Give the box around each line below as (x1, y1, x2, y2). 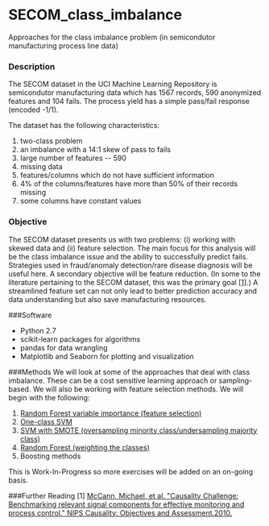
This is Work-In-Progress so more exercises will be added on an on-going (8, 466, 254, 476)
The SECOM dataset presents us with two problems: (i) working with (8, 234, 236, 244)
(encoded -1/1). (8, 105, 59, 114)
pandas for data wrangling (19, 342, 108, 352)
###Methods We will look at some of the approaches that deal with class (8, 367, 250, 376)
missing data (19, 162, 63, 172)
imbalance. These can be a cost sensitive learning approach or (8, 375, 217, 385)
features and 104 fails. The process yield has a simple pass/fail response (8, 97, 250, 106)
